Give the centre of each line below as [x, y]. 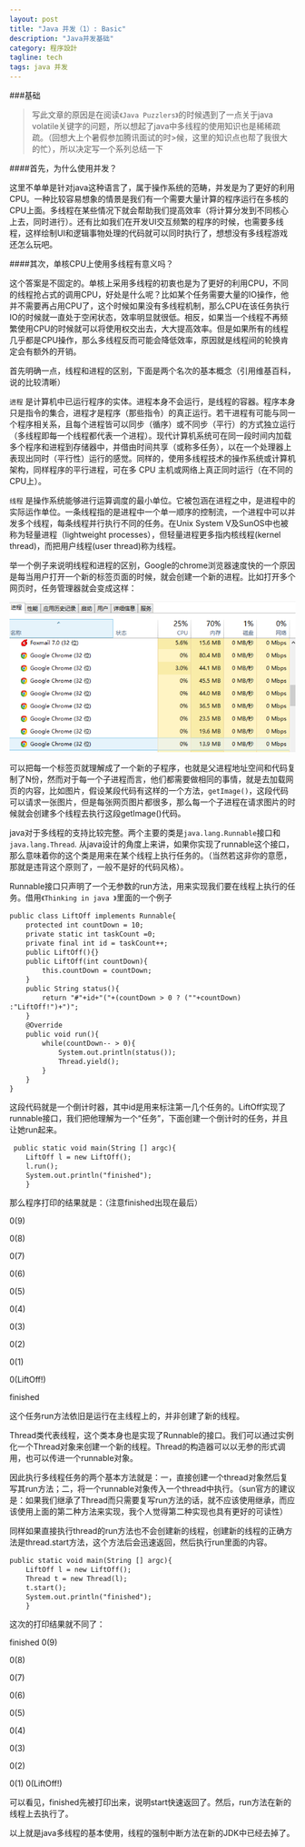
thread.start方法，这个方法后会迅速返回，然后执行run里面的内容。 [148, 1542]
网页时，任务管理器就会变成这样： [73, 588]
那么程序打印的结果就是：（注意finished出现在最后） [106, 1203]
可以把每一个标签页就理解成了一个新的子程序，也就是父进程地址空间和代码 [148, 768]
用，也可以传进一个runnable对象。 [74, 1458]
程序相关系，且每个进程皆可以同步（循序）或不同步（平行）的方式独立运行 [156, 424]
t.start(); [46, 1588]
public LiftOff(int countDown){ [87, 962]
